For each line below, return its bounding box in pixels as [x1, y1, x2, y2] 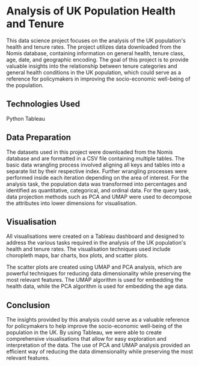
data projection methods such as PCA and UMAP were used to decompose [6, 193, 192, 200]
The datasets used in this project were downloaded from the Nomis [6, 148, 173, 156]
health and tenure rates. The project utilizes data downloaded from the [6, 43, 182, 50]
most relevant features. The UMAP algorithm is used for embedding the [6, 276, 183, 284]
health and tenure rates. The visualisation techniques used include [6, 245, 171, 253]
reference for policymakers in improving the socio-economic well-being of [6, 75, 191, 82]
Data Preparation [6, 132, 71, 142]
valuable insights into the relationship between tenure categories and [6, 62, 177, 70]
